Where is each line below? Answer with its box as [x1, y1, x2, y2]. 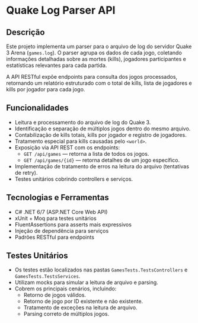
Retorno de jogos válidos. [23, 292, 87, 299]
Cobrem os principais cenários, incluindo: [14, 285, 117, 292]
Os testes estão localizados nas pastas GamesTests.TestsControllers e [14, 266, 188, 273]
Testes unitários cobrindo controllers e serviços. [14, 175, 133, 183]
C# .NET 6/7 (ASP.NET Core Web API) [14, 208, 108, 215]
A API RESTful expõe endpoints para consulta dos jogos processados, [6, 73, 178, 80]
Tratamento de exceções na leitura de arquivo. [23, 304, 138, 311]
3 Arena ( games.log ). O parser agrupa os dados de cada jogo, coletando [6, 49, 182, 56]
